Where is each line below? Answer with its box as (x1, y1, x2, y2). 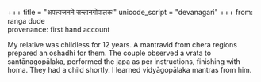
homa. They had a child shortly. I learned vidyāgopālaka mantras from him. (7, 65, 252, 74)
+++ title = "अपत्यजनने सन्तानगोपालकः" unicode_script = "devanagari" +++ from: (7, 8, 253, 17)
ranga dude (7, 17, 45, 25)
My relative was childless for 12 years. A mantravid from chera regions (7, 40, 237, 49)
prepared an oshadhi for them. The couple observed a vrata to (7, 48, 212, 58)
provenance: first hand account (7, 24, 110, 34)
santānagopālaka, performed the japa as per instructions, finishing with (7, 57, 241, 66)
